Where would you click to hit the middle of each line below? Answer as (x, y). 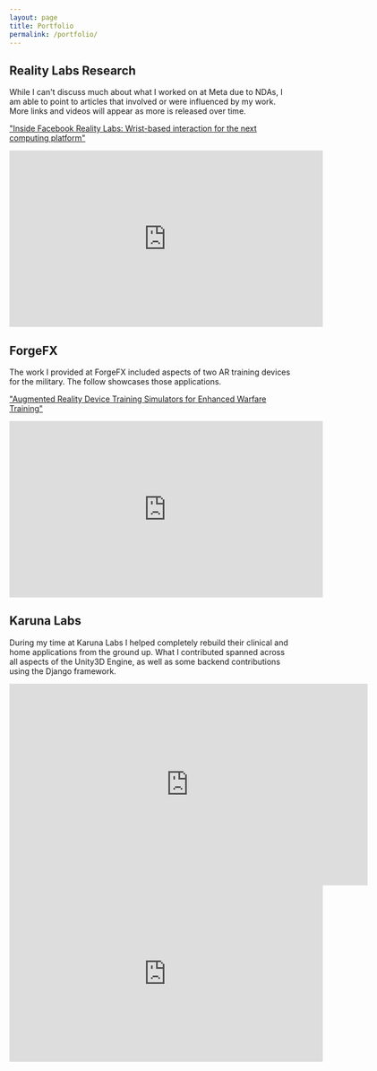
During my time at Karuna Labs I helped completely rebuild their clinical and (149, 643)
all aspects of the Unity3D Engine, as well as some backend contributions (145, 661)
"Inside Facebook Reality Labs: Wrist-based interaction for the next (133, 129)
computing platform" (47, 138)
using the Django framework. (63, 671)
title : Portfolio (42, 26)
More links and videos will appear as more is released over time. (128, 111)
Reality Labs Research (73, 70)
